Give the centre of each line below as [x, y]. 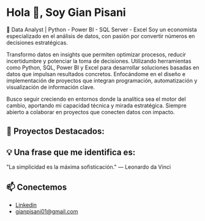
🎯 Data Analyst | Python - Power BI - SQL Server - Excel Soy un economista [102, 29]
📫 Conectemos [37, 187]
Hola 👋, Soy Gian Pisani [66, 13]
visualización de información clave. [51, 87]
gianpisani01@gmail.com [47, 211]
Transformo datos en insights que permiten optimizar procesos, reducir [96, 54]
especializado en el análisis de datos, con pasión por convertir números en [101, 36]
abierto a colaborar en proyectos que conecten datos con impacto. [91, 112]
